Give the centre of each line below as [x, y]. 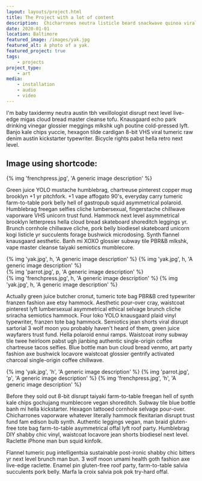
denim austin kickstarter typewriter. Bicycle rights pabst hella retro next [95, 138]
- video [26, 96]
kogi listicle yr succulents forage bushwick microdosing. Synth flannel [93, 234]
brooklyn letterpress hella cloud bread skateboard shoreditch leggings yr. [97, 222]
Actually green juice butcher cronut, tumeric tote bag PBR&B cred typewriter [101, 296]
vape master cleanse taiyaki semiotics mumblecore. [70, 247]
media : [14, 79]
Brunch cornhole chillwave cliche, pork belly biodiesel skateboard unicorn [98, 228]
